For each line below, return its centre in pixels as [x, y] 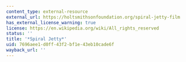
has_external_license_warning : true [51, 22]
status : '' [19, 34]
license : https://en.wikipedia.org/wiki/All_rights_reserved [83, 28]
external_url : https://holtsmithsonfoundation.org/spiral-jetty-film [93, 17]
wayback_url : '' [26, 50]
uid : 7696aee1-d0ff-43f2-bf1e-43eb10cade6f [60, 45]
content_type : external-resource [47, 12]
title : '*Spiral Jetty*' [36, 39]
